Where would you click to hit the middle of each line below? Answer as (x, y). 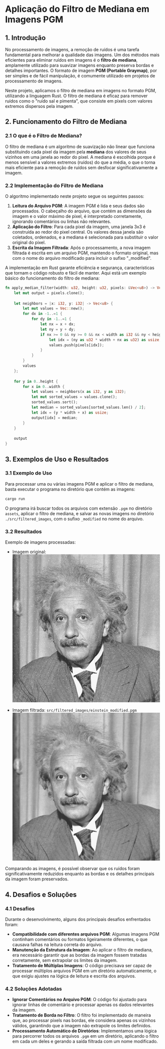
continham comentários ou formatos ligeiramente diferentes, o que (80, 940)
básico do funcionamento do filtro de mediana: (52, 278)
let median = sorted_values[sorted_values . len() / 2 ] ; (89, 408)
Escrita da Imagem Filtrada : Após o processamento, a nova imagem (81, 247)
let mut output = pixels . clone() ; (49, 293)
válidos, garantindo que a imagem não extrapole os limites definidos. (82, 1026)
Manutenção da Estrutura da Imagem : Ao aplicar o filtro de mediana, (82, 950)
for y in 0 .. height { (36, 381)
